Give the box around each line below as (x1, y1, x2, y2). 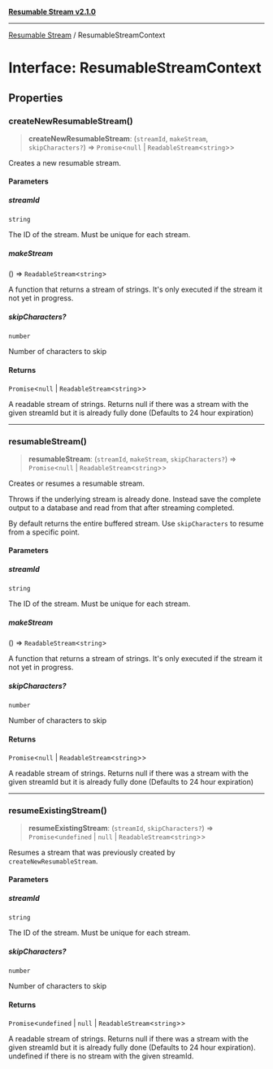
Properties (8, 91, 63, 105)
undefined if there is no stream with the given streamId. (8, 1051, 194, 1061)
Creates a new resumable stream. (8, 158, 122, 167)
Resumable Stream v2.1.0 (8, 7, 96, 16)
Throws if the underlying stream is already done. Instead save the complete (8, 494, 262, 504)
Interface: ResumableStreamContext (8, 58, 262, 77)
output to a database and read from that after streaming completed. (8, 503, 235, 513)
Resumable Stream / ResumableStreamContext (8, 30, 166, 40)
